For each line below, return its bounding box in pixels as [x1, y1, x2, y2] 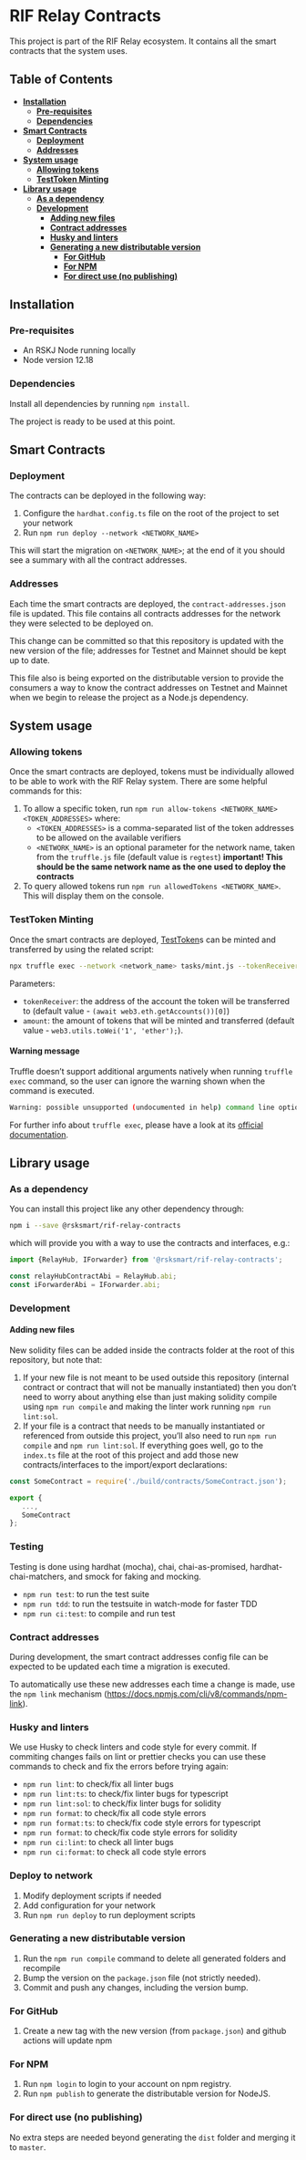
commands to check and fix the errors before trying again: [9, 1761, 229, 1772]
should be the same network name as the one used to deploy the [36, 861, 286, 872]
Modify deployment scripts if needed [22, 1890, 162, 1901]
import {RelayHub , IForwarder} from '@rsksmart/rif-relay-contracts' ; [9, 1255, 283, 1264]
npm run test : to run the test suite [22, 1588, 150, 1599]
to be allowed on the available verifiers [36, 832, 182, 844]
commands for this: [9, 785, 82, 796]
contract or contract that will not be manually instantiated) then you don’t [22, 1381, 297, 1392]
